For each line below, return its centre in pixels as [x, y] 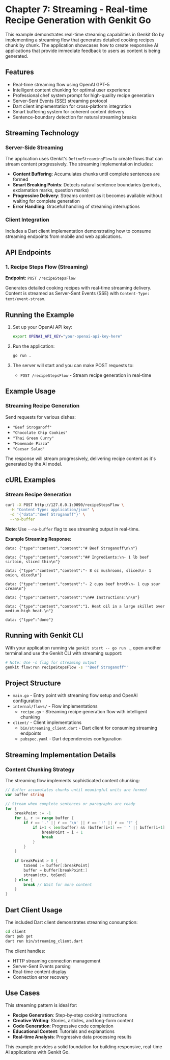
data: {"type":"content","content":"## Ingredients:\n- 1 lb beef [77, 557]
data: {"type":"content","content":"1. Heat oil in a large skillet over [85, 606]
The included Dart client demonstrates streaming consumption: [72, 922]
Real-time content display [39, 972]
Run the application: [34, 346]
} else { [24, 880]
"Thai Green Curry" [33, 438]
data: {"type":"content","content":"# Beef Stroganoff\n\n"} [72, 548]
